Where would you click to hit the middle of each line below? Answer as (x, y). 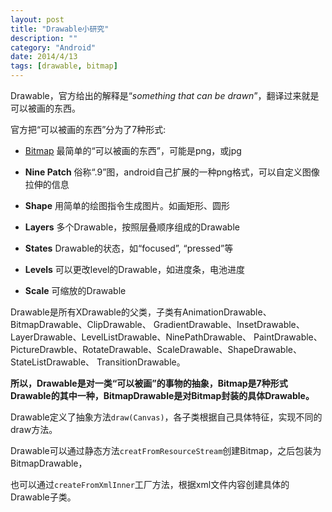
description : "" (44, 38)
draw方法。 (34, 429)
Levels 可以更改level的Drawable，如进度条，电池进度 (134, 269)
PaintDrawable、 (288, 337)
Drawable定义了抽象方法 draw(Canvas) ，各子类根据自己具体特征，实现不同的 (166, 417)
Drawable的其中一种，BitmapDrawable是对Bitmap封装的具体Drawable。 (162, 395)
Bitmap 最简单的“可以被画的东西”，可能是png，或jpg (133, 150)
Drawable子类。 (43, 497)
